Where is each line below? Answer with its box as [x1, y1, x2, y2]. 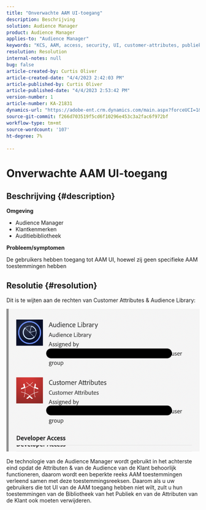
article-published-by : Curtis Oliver [6, 81, 103, 87]
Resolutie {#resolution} [6, 280, 97, 291]
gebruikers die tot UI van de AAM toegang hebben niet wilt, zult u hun [6, 484, 183, 491]
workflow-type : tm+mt [6, 120, 62, 126]
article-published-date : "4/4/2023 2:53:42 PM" [6, 88, 131, 94]
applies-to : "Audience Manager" [6, 36, 89, 42]
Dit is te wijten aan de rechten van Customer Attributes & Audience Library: [6, 296, 196, 304]
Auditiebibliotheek [15, 232, 61, 239]
